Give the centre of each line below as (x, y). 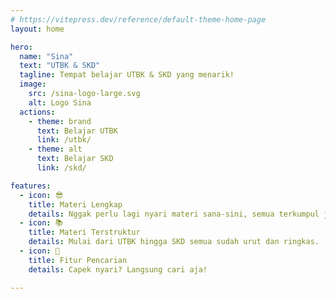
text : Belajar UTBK (77, 131)
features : (31, 186)
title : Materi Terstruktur (84, 232)
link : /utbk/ (64, 140)
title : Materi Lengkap (75, 204)
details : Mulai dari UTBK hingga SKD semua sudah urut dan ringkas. (174, 242)
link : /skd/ (61, 168)
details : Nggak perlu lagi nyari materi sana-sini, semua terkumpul (174, 214)
